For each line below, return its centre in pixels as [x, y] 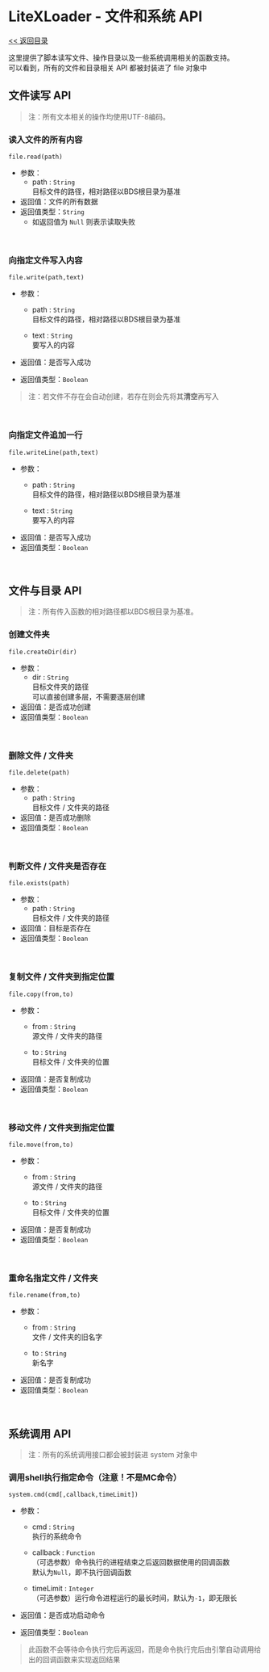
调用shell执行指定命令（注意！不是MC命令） [95, 1477]
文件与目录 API [45, 591]
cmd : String [53, 1527]
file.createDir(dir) [43, 652]
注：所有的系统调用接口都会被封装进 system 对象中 [113, 1455]
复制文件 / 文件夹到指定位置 [62, 977]
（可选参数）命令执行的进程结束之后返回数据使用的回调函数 [131, 1562]
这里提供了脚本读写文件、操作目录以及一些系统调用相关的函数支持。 [121, 57]
